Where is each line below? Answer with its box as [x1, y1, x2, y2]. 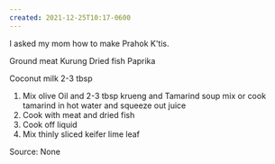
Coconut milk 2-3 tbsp [9, 73, 93, 84]
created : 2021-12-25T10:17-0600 [9, 13, 131, 23]
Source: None [9, 146, 61, 157]
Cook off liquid [22, 119, 78, 130]
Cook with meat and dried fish [22, 109, 135, 120]
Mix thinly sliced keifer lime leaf [22, 128, 140, 140]
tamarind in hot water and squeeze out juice [22, 100, 187, 111]
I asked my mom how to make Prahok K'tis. [9, 38, 170, 49]
